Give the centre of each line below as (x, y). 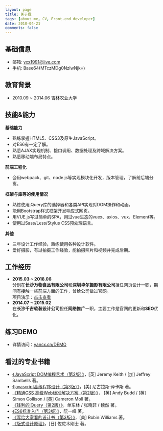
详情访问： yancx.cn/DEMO (39, 344)
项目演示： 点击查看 (32, 297)
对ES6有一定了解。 (31, 144)
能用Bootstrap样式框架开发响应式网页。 (52, 211)
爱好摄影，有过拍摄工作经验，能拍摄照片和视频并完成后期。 (72, 250)
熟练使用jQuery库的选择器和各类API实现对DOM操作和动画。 (72, 204)
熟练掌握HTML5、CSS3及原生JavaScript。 (55, 138)
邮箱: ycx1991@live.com (36, 62)
